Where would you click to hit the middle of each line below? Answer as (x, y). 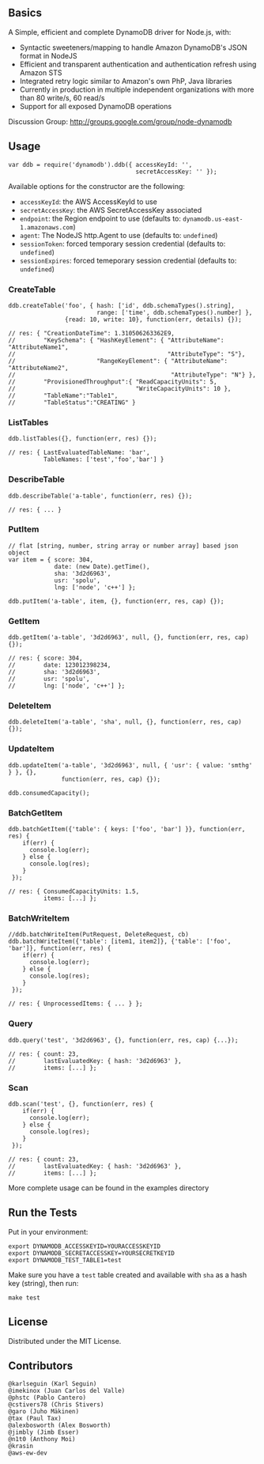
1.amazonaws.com (46, 227)
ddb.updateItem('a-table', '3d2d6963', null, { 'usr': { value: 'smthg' (130, 765)
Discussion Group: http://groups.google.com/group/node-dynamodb (120, 121)
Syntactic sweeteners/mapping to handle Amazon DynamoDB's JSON (133, 47)
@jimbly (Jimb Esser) (44, 1432)
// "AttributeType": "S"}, (127, 354)
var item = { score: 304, (51, 560)
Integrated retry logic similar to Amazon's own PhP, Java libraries (126, 81)
